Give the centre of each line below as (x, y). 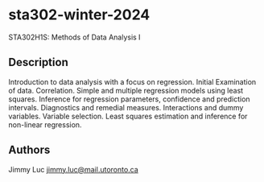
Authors (29, 150)
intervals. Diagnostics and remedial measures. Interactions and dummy (126, 107)
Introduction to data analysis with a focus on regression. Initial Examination (132, 81)
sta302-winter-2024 (79, 15)
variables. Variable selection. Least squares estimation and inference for (128, 116)
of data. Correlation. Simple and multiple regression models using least (126, 90)
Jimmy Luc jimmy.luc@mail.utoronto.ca (73, 169)
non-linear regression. (45, 124)
